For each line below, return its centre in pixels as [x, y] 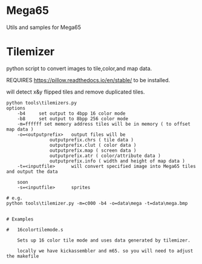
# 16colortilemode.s [35, 230]
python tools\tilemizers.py [42, 103]
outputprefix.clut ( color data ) [93, 145]
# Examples [20, 219]
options [16, 108]
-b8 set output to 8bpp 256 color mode [73, 118]
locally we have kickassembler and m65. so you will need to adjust [105, 251]
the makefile [23, 256]
